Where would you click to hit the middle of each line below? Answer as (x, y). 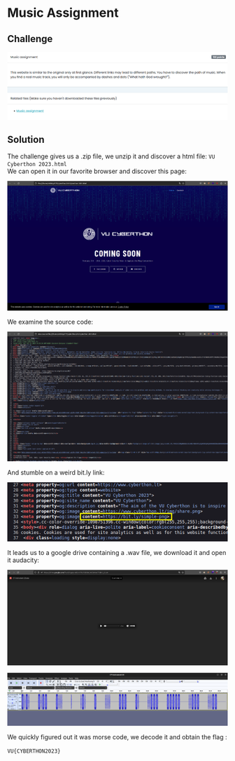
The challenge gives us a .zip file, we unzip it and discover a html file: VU (111, 156)
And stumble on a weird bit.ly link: (56, 472)
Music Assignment (63, 13)
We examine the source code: (50, 322)
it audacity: (23, 560)
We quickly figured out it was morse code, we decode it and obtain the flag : (117, 737)
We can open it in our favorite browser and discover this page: (97, 171)
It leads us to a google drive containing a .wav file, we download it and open (117, 553)
